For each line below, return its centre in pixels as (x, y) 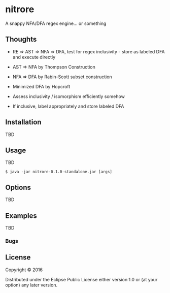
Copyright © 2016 (24, 270)
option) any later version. (31, 285)
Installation (23, 122)
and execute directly (34, 57)
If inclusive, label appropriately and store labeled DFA (68, 106)
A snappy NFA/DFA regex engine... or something (56, 23)
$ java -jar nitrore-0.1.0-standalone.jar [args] (59, 172)
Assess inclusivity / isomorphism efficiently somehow (69, 96)
